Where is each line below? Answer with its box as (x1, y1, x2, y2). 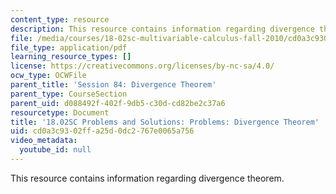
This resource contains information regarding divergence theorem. (10, 172, 285, 184)
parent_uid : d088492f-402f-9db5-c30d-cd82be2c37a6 (10, 98, 226, 108)
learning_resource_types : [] (10, 52, 132, 62)
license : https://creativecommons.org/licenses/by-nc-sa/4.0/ (10, 61, 275, 71)
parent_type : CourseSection (10, 89, 128, 99)
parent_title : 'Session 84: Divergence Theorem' (10, 80, 217, 90)
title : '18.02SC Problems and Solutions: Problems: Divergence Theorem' (10, 117, 320, 127)
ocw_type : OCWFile (10, 71, 87, 81)
